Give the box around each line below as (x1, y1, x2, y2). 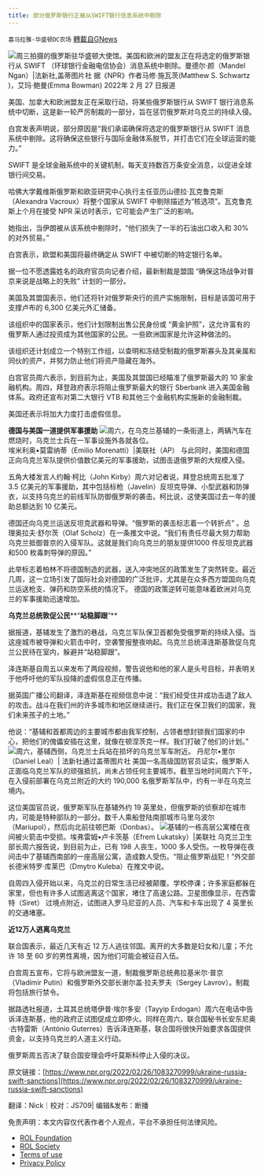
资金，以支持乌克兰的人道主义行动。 (8, 1033, 126, 1043)
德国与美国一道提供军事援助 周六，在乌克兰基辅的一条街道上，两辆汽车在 (8, 426, 252, 435)
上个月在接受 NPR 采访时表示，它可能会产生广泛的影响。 (14, 206, 199, 216)
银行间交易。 (8, 170, 49, 179)
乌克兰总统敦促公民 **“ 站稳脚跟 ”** (8, 611, 118, 620)
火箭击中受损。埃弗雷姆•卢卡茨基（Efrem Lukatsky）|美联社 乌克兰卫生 (21, 832, 253, 841)
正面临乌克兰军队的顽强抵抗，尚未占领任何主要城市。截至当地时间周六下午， (8, 766, 256, 775)
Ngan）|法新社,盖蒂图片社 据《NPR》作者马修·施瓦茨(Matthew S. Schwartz (8, 70, 251, 79)
